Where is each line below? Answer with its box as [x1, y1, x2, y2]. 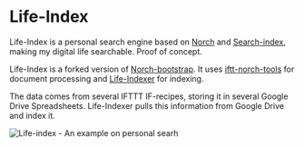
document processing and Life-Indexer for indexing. [9, 73, 204, 83]
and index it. [9, 110, 56, 121]
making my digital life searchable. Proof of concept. [9, 45, 202, 56]
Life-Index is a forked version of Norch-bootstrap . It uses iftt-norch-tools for [9, 64, 295, 74]
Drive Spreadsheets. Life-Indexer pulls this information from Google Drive [9, 100, 284, 111]
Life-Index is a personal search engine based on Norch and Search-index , [9, 36, 286, 47]
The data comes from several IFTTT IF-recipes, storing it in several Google [9, 91, 289, 102]
